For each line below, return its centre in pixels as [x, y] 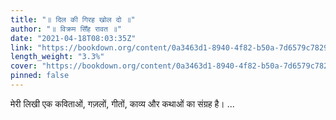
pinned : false [40, 76]
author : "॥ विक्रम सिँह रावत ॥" [66, 29]
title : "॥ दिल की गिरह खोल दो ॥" [73, 19]
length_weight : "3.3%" [57, 57]
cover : [24, 66]
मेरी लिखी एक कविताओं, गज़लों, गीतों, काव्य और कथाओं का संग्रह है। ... [122, 103]
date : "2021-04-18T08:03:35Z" [73, 38]
